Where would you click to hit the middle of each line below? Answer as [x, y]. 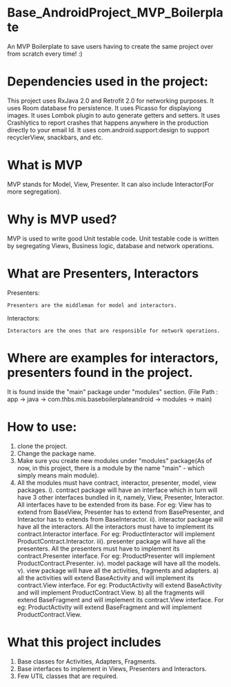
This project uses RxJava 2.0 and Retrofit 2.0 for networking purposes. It [111, 101]
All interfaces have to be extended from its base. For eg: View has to [114, 504]
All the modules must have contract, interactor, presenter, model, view [117, 482]
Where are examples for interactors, [113, 358]
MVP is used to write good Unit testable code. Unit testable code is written [113, 238]
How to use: [42, 427]
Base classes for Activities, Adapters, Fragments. [87, 661]
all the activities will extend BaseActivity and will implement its [106, 577]
